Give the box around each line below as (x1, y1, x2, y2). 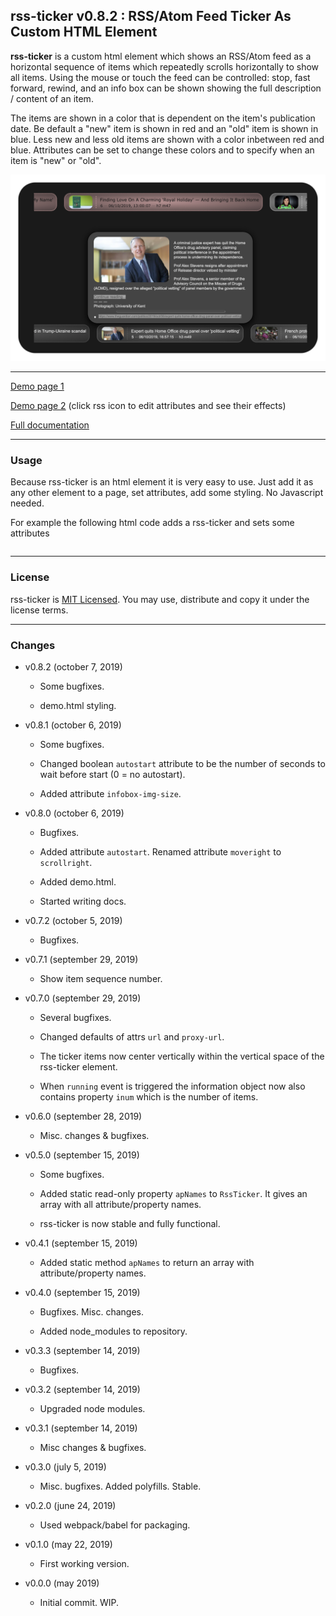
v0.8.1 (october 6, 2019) (24, 719, 122, 731)
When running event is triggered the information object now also (39, 1080, 306, 1092)
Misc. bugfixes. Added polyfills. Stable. (39, 1480, 202, 1492)
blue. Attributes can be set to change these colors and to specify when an (10, 144, 315, 156)
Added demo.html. (39, 875, 117, 888)
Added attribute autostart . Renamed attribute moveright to (39, 845, 282, 858)
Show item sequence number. (39, 972, 163, 984)
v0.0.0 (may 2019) (24, 1577, 100, 1589)
